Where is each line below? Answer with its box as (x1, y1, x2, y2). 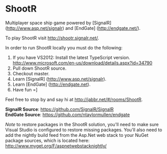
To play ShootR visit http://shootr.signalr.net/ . (5, 35, 100, 41)
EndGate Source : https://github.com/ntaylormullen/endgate (5, 112, 130, 118)
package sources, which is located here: (5, 137, 90, 143)
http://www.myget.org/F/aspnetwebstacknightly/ (5, 142, 107, 149)
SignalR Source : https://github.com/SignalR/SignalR (5, 106, 114, 112)
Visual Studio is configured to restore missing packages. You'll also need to (5, 127, 162, 133)
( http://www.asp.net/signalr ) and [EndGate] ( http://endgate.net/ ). (5, 25, 141, 31)
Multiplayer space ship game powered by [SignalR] (5, 20, 112, 26)
